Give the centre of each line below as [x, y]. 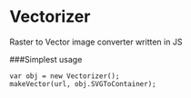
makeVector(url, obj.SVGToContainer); [83, 83]
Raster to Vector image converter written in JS [96, 42]
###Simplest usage [46, 59]
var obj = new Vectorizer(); [65, 76]
